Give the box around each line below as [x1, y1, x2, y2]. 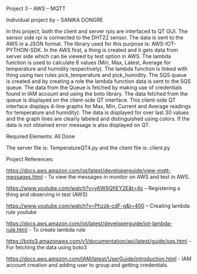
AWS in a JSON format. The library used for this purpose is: [6, 41, 151, 47]
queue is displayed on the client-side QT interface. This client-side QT [6, 96, 176, 103]
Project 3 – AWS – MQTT [6, 5, 66, 12]
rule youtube [6, 209, 37, 215]
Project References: [6, 156, 54, 162]
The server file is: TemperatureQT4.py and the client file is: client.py [6, 144, 171, 151]
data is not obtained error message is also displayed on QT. [6, 122, 151, 128]
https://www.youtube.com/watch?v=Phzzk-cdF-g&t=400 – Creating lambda [6, 202, 190, 209]
